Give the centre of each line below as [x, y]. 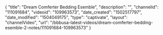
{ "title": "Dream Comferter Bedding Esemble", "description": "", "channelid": [82, 7]
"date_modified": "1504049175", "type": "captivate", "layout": [66, 17]
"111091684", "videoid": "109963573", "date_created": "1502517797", [73, 12]
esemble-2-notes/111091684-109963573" [47, 28]
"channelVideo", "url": [27, 22]
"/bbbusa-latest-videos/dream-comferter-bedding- [102, 22]
